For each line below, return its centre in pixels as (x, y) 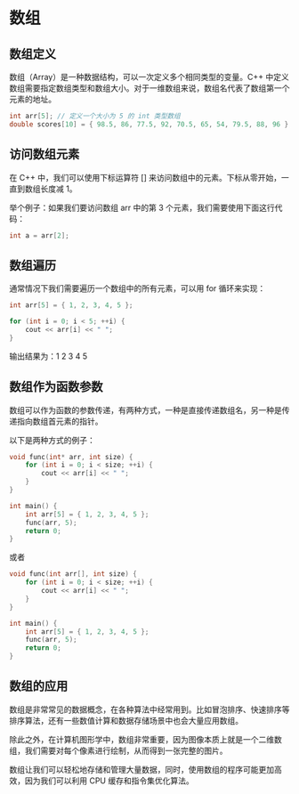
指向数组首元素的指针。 (60, 421)
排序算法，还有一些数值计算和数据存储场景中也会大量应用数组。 (126, 720)
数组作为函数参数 (56, 387)
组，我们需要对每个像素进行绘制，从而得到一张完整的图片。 (118, 750)
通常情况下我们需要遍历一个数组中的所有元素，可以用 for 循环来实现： (137, 288)
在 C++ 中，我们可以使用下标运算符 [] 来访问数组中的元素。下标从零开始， (145, 177)
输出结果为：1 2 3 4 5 (48, 356)
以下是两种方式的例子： (52, 440)
